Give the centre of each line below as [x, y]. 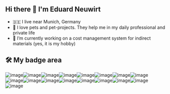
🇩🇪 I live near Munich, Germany [47, 21]
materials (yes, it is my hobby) [44, 43]
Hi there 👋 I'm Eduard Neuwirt [53, 9]
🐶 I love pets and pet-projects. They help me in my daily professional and [89, 27]
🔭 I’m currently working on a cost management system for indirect [82, 38]
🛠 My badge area [33, 60]
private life [24, 33]
